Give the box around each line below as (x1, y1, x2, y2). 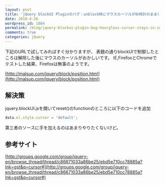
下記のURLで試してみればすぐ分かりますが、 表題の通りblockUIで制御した (5, 49, 155, 54)
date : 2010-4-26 (5, 16, 38, 21)
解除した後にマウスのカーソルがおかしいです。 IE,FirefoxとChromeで (18, 54, 157, 60)
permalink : (5, 26, 27, 30)
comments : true (5, 30, 36, 35)
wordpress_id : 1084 (5, 21, 45, 26)
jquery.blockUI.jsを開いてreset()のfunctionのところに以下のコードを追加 (5, 105, 151, 111)
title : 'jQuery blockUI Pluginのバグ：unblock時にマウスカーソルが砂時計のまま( (5, 12, 160, 17)
